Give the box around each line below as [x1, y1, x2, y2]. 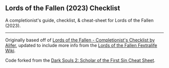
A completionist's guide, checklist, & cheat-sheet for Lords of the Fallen [5, 17, 154, 23]
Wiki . [5, 47, 16, 53]
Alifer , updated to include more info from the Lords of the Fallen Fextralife [5, 42, 157, 48]
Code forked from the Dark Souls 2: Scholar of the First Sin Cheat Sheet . [5, 57, 156, 63]
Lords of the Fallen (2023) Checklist [5, 4, 120, 12]
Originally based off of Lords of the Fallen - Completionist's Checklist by [5, 37, 155, 43]
